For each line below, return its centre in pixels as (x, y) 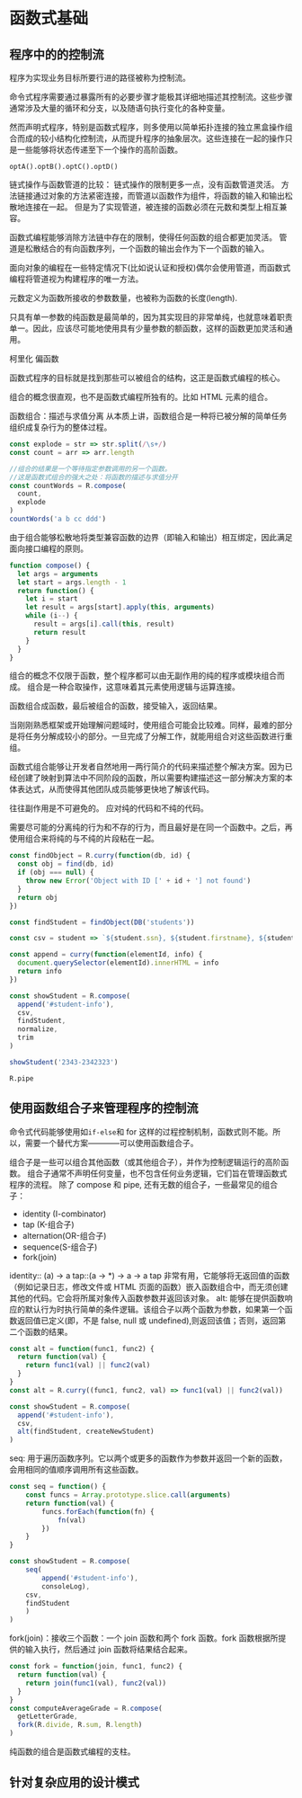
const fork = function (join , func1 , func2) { (96, 1667)
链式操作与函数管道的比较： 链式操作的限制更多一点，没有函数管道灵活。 (144, 184)
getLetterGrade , (48, 1717)
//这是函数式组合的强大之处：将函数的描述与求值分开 (93, 477)
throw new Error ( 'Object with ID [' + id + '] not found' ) (138, 881)
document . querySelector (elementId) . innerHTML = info (118, 963)
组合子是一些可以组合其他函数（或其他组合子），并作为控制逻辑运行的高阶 (145, 1162)
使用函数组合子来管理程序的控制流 (104, 1108)
